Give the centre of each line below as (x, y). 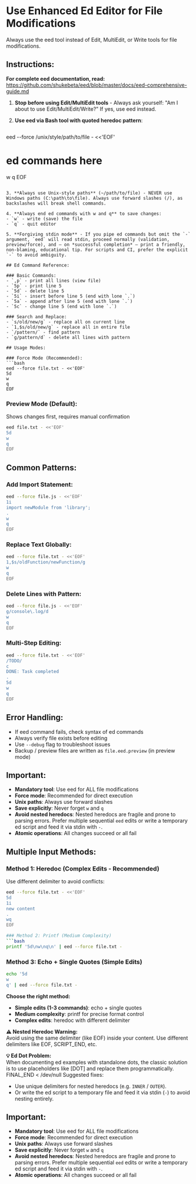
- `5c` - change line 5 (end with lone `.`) (62, 306)
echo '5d (17, 974)
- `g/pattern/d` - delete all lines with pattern (68, 337)
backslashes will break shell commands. (57, 203)
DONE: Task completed (33, 672)
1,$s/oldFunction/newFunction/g (46, 562)
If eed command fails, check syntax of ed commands (79, 731)
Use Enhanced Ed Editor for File (84, 11)
